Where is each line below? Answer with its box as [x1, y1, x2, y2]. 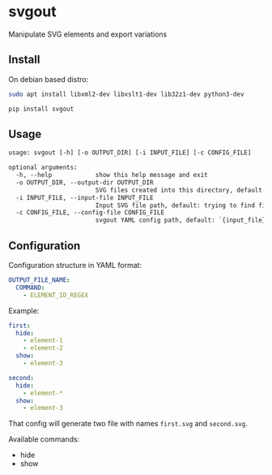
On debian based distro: [8, 74, 89, 84]
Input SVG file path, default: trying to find [95, 201, 255, 209]
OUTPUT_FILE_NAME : [8, 276, 70, 284]
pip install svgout [8, 105, 74, 113]
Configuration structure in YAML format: [8, 261, 142, 270]
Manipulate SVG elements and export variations [8, 29, 168, 39]
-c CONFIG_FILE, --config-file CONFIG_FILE [15, 209, 164, 217]
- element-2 [23, 344, 63, 352]
